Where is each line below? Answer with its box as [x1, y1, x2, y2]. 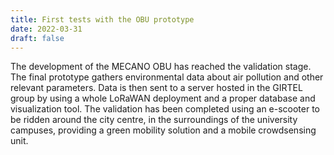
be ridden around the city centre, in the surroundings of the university [10, 114, 298, 126]
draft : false [10, 33, 65, 43]
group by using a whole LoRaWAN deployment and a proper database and [10, 92, 316, 105]
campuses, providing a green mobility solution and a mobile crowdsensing [10, 124, 317, 136]
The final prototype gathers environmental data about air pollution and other [10, 71, 324, 83]
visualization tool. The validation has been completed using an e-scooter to [10, 103, 321, 115]
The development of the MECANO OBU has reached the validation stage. [10, 61, 312, 73]
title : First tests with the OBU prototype [10, 14, 195, 25]
